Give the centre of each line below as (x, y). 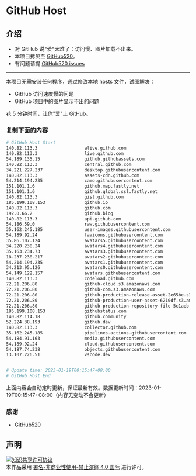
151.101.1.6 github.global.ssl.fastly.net (82, 192)
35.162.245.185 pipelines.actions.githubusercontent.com (96, 333)
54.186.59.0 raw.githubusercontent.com (78, 224)
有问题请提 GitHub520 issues (50, 63)
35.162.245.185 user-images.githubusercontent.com (88, 230)
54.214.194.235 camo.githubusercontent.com (79, 181)
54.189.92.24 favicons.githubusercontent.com (85, 235)
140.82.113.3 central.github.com (69, 164)
